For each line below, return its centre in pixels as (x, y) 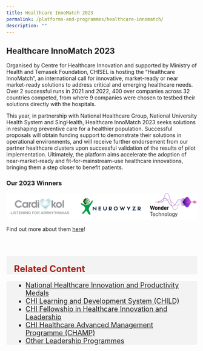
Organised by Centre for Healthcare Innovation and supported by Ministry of (101, 65)
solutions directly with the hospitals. (51, 104)
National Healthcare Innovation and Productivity (102, 285)
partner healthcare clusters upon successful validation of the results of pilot (101, 148)
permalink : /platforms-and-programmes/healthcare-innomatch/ (85, 19)
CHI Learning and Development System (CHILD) (102, 301)
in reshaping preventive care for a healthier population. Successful (89, 129)
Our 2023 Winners (34, 183)
